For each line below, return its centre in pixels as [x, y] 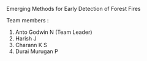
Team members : [28, 20]
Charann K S [31, 45]
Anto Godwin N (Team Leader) [54, 32]
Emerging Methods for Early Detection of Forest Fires [73, 9]
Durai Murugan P [36, 51]
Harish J [26, 38]
